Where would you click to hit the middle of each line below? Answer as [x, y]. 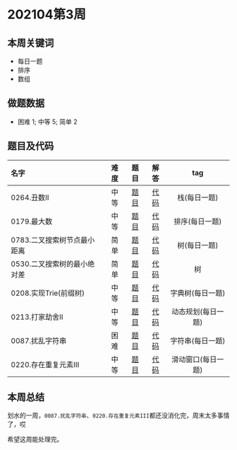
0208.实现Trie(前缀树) [48, 293]
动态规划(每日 [194, 311]
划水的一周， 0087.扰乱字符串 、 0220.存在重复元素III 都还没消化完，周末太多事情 [119, 415]
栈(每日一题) [198, 197]
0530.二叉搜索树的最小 [49, 264]
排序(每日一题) [198, 221]
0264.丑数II [30, 197]
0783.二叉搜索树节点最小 [53, 240]
